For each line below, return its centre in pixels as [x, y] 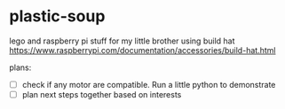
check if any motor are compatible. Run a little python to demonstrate [149, 84]
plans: [20, 67]
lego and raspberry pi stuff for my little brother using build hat [122, 41]
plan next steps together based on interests [102, 94]
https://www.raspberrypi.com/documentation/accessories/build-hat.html [142, 50]
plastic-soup [57, 16]
